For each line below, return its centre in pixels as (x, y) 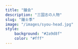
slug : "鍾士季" (20, 19)
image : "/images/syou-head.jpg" (39, 24)
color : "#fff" (29, 39)
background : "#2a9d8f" (38, 34)
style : (12, 29)
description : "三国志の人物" (34, 15)
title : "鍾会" (19, 10)
